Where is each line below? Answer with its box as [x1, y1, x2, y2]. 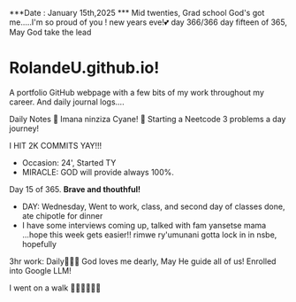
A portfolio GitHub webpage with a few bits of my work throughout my [9, 87, 265, 97]
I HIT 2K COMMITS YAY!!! [9, 140, 102, 151]
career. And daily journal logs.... [9, 97, 125, 107]
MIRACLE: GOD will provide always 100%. [21, 166, 175, 177]
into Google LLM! [9, 265, 72, 275]
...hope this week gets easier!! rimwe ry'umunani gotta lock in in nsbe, [21, 229, 277, 240]
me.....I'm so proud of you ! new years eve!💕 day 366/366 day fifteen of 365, [9, 17, 288, 27]
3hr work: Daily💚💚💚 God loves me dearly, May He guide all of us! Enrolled [9, 256, 277, 267]
